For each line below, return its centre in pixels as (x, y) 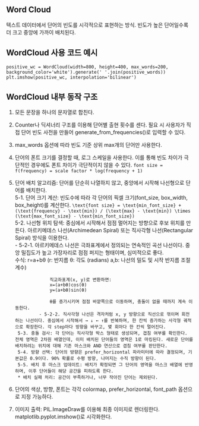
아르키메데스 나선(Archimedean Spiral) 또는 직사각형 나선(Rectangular (110, 231)
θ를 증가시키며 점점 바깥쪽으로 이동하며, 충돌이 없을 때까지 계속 (118, 302)
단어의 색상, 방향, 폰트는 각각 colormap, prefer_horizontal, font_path (96, 389)
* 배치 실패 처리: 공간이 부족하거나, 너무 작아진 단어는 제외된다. (88, 378)
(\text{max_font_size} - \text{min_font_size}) (75, 216)
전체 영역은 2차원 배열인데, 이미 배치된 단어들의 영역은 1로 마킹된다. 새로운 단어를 (104, 340)
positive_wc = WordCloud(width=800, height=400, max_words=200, (87, 67)
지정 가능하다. (37, 397)
